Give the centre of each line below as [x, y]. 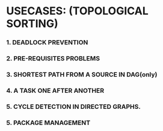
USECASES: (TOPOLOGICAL [77, 11]
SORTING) [32, 24]
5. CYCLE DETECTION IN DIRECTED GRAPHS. [74, 106]
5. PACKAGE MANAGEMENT [48, 123]
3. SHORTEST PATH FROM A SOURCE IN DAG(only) [82, 74]
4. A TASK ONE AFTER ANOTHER [55, 90]
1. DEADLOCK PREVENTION [47, 42]
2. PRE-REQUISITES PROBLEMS [53, 59]
